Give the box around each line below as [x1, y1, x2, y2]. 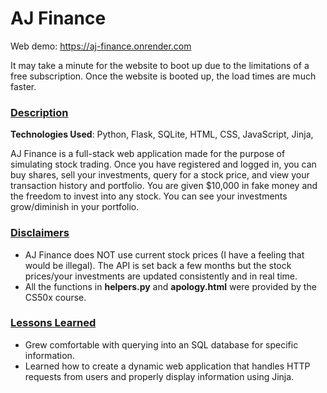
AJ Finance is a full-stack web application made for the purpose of [10, 148, 286, 160]
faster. [10, 80, 37, 92]
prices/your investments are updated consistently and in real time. [24, 270, 298, 282]
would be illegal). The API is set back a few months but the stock [24, 259, 292, 271]
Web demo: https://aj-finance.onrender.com [10, 40, 192, 52]
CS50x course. [24, 291, 87, 303]
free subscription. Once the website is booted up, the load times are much [10, 70, 317, 82]
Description [10, 105, 69, 119]
